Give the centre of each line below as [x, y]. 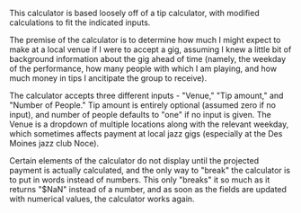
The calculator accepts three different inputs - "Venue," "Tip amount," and [146, 95]
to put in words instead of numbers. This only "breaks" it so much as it [140, 180]
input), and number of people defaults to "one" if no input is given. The [140, 115]
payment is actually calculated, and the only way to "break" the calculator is [150, 170]
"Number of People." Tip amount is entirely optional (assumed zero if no [143, 105]
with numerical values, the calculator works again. [102, 199]
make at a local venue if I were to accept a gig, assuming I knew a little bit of [150, 49]
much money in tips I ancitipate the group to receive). [108, 78]
